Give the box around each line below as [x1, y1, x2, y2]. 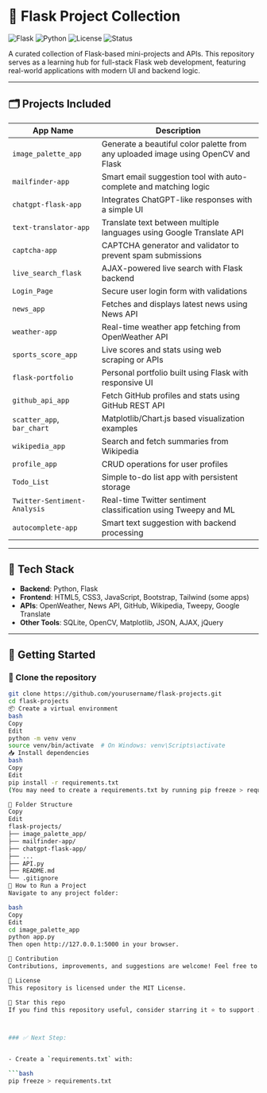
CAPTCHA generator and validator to [102, 239, 240, 251]
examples [102, 422, 138, 434]
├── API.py [8, 859, 44, 868]
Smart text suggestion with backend [102, 517, 237, 528]
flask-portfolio [12, 373, 74, 382]
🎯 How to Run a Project [8, 882, 87, 890]
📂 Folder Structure [8, 800, 73, 808]
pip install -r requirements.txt [8, 779, 119, 787]
